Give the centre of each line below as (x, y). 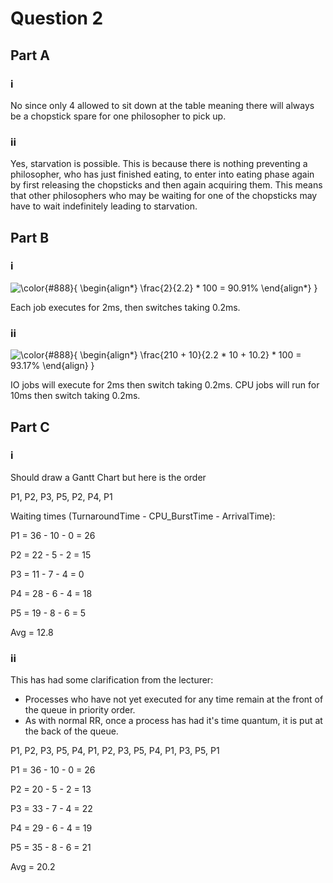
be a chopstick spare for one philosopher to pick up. (118, 116)
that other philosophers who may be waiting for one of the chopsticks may (164, 196)
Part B (30, 237)
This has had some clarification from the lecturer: (112, 680)
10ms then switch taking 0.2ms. (75, 396)
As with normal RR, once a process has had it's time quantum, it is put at (173, 721)
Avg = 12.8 (32, 632)
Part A (30, 55)
